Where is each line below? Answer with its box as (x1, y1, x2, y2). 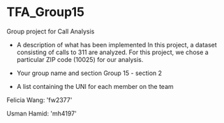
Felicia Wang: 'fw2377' (6, 95, 73, 104)
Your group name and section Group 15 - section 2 (16, 69, 162, 77)
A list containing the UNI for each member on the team (16, 82, 174, 90)
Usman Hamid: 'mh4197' (6, 109, 77, 117)
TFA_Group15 (6, 4, 85, 20)
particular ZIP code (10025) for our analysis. (16, 55, 144, 63)
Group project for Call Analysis (6, 27, 95, 35)
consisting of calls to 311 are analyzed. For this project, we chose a (16, 48, 209, 56)
